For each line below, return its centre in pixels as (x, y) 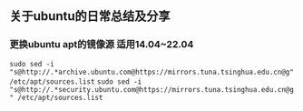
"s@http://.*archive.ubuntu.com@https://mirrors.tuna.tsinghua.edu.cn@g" (152, 72)
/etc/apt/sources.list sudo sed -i (76, 81)
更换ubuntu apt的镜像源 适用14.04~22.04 (102, 45)
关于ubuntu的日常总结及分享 (90, 16)
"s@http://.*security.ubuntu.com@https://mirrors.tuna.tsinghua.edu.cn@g (152, 89)
